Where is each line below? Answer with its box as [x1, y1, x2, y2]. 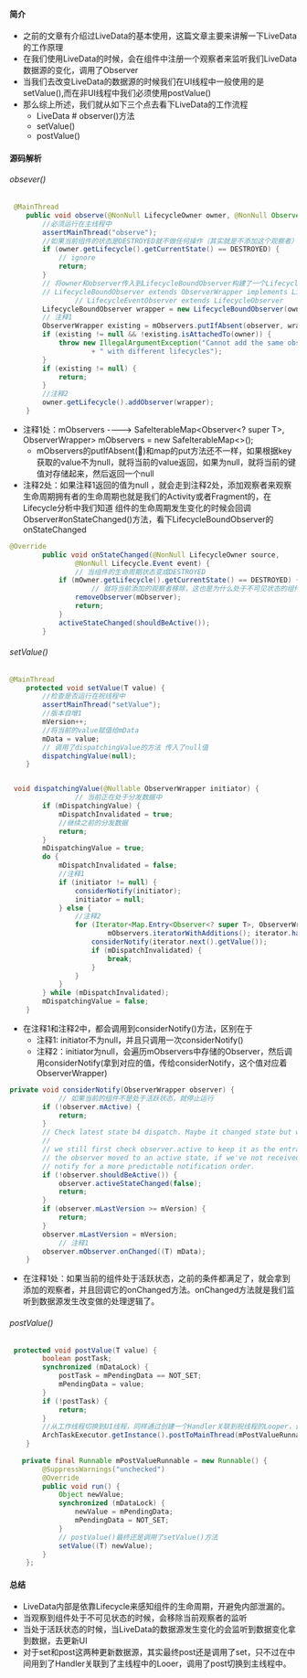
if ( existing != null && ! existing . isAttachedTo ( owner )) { [42, 330, 272, 339]
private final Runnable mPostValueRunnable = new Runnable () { [21, 1456, 268, 1465]
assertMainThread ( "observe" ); [42, 228, 157, 237]
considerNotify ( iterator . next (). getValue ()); [90, 937, 268, 946]
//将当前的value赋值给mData [42, 725, 140, 735]
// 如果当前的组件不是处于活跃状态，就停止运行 [58, 1094, 215, 1103]
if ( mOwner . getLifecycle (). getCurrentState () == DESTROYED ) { [58, 576, 301, 585]
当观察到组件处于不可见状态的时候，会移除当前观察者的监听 [22, 1612, 248, 1623]
